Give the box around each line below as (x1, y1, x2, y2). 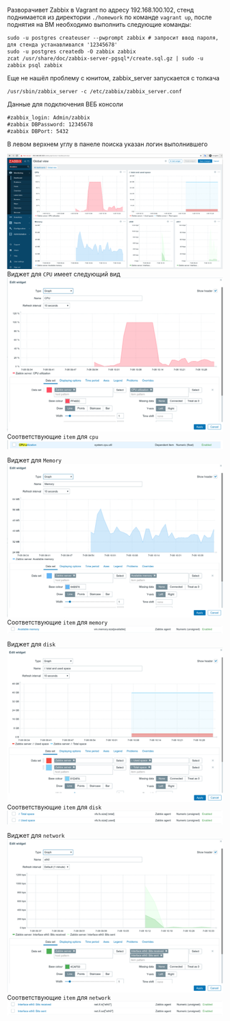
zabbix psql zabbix (7, 62, 63, 69)
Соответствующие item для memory (7, 618, 108, 626)
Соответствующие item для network (7, 994, 111, 1002)
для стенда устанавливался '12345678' (7, 41, 118, 48)
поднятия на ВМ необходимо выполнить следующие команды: (7, 21, 192, 28)
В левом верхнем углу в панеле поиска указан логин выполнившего (7, 140, 208, 148)
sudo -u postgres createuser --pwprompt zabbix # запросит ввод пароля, (7, 34, 219, 41)
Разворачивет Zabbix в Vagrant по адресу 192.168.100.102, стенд (7, 6, 194, 14)
